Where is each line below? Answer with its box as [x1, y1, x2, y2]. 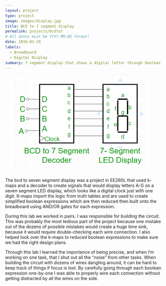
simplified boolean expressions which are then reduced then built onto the [5, 198, 157, 204]
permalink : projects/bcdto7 [5, 29, 63, 34]
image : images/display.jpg [5, 18, 61, 23]
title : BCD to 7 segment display [5, 24, 74, 29]
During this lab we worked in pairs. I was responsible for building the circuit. [5, 213, 160, 219]
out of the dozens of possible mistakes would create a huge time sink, [5, 224, 148, 230]
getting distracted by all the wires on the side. [5, 276, 99, 282]
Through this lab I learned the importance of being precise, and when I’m [5, 249, 155, 255]
